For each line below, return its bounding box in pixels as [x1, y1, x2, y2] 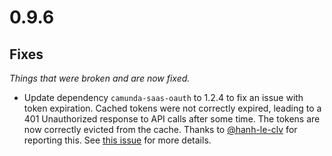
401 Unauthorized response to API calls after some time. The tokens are [23, 113, 321, 125]
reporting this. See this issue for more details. [23, 134, 212, 146]
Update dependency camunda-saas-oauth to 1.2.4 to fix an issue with [23, 92, 304, 103]
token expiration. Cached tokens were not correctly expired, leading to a [23, 102, 322, 114]
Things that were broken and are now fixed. [9, 72, 191, 84]
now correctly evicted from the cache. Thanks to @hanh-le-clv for [23, 124, 298, 135]
